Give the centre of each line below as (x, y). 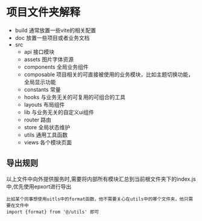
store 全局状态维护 (47, 127)
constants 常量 (43, 89)
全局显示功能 (40, 82)
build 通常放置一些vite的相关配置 (55, 30)
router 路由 (38, 120)
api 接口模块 (39, 51)
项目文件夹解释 (43, 12)
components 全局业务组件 (56, 66)
